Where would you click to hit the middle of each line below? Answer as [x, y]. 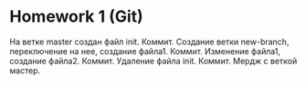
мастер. [25, 71]
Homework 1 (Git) [76, 17]
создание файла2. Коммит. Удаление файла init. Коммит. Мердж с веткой [153, 61]
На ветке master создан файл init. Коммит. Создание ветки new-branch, [149, 42]
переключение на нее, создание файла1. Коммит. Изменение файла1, [145, 51]
